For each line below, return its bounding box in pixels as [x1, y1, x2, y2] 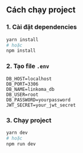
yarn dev [6, 130, 28, 136]
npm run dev [6, 141, 36, 147]
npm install [6, 48, 36, 54]
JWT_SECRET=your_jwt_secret [6, 102, 76, 108]
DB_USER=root [6, 92, 39, 98]
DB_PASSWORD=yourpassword [6, 96, 70, 103]
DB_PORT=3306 [6, 81, 39, 87]
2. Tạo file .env [6, 62, 50, 70]
